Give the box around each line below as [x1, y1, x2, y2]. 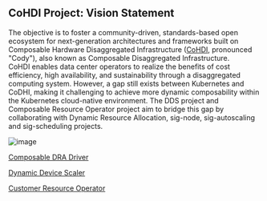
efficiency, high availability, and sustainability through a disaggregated [8, 70, 241, 79]
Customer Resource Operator [8, 183, 106, 193]
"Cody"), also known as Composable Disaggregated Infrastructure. [8, 53, 230, 62]
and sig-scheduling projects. [8, 121, 103, 131]
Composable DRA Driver [8, 152, 89, 162]
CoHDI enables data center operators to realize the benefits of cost [8, 62, 231, 71]
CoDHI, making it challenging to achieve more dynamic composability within [8, 87, 260, 97]
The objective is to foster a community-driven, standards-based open [8, 27, 239, 37]
